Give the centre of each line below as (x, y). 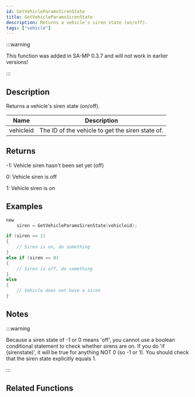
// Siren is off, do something (55, 269)
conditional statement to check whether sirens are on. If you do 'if (85, 346)
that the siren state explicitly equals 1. (51, 358)
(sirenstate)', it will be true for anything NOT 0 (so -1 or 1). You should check (97, 352)
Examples (24, 207)
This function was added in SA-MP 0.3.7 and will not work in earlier (87, 56)
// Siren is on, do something (54, 247)
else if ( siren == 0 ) (32, 258)
